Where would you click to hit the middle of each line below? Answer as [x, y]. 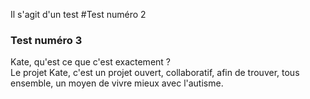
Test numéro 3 [46, 40]
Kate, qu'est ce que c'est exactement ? [90, 62]
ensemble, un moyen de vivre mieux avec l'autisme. [117, 83]
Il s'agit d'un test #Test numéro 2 [78, 14]
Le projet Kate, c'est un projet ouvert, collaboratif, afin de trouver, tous [155, 73]
